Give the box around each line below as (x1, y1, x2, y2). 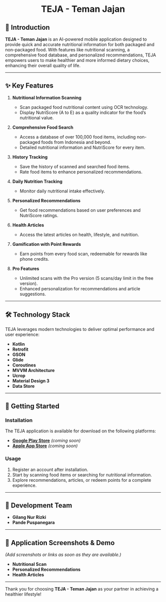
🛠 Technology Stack (5, 311, 70, 319)
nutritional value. (19, 115, 54, 121)
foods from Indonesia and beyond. (41, 139, 112, 145)
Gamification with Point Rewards (12, 241, 82, 247)
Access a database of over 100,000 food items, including (19, 134, 136, 139)
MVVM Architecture (12, 367, 55, 373)
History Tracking (12, 154, 48, 160)
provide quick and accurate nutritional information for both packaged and (5, 42, 155, 47)
